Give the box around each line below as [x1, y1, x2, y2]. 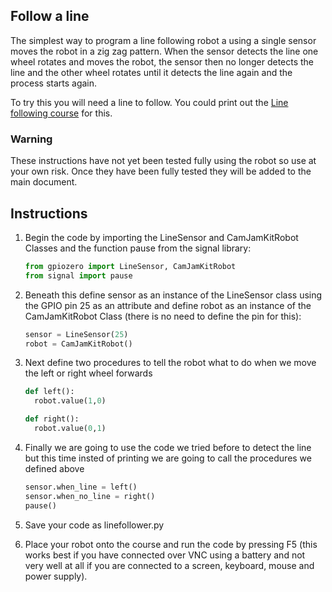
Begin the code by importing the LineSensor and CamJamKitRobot [24, 231, 299, 243]
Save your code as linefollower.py [24, 519, 165, 531]
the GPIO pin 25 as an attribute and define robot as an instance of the [24, 299, 312, 311]
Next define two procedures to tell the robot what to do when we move [24, 357, 317, 369]
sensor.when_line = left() [24, 482, 138, 492]
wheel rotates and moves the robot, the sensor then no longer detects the [10, 55, 315, 68]
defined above [24, 462, 85, 474]
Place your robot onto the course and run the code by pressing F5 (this [24, 538, 318, 550]
